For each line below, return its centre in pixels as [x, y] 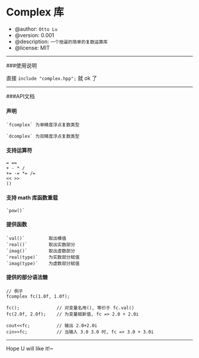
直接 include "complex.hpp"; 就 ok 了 [52, 78]
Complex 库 [35, 12]
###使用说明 [22, 65]
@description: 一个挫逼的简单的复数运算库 [61, 41]
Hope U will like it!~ [30, 348]
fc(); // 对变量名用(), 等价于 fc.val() [70, 308]
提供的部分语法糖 [27, 277]
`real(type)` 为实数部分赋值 [43, 257]
